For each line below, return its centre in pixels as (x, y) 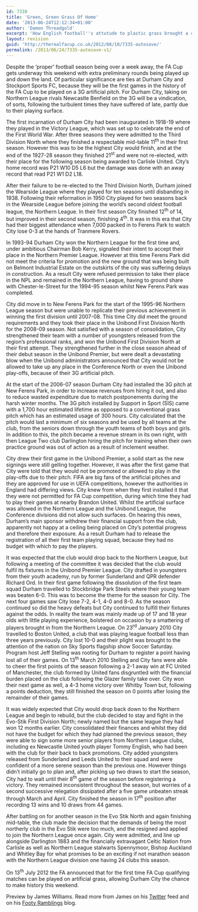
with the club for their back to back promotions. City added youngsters (92, 753)
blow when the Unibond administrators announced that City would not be (95, 361)
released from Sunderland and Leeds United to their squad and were (89, 759)
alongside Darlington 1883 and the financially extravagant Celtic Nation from (99, 841)
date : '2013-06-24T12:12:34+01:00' (50, 22)
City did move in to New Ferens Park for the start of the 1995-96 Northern (96, 304)
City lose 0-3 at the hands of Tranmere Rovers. (63, 231)
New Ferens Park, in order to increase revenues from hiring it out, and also (97, 391)
